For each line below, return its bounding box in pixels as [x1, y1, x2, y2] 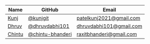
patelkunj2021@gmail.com [76, 15, 140, 21]
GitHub [41, 6, 58, 13]
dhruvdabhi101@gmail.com [76, 23, 142, 29]
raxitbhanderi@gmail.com [76, 31, 137, 38]
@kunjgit [28, 15, 49, 21]
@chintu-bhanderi [28, 31, 72, 38]
